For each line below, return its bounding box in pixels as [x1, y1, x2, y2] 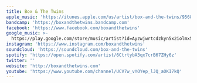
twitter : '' [6, 57, 35, 63]
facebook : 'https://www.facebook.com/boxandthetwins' [6, 25, 141, 31]
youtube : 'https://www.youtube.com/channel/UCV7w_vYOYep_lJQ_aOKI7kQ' [6, 68, 182, 74]
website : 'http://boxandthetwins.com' [6, 63, 101, 69]
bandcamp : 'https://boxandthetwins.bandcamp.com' [6, 19, 130, 25]
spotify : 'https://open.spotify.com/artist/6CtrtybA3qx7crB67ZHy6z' [6, 52, 177, 58]
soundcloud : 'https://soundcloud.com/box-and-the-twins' [6, 47, 148, 53]
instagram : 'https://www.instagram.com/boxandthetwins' [6, 41, 145, 47]
